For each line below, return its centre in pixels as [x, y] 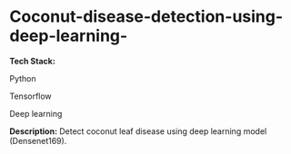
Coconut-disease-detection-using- [146, 17]
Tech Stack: [33, 61]
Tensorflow [30, 96]
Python [23, 78]
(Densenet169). [38, 140]
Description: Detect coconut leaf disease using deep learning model [138, 131]
